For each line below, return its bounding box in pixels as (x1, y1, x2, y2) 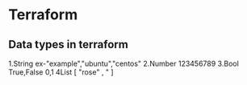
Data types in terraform (8, 38, 129, 51)
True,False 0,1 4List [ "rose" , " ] (8, 67, 115, 77)
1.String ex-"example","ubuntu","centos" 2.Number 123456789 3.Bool (8, 59, 240, 68)
